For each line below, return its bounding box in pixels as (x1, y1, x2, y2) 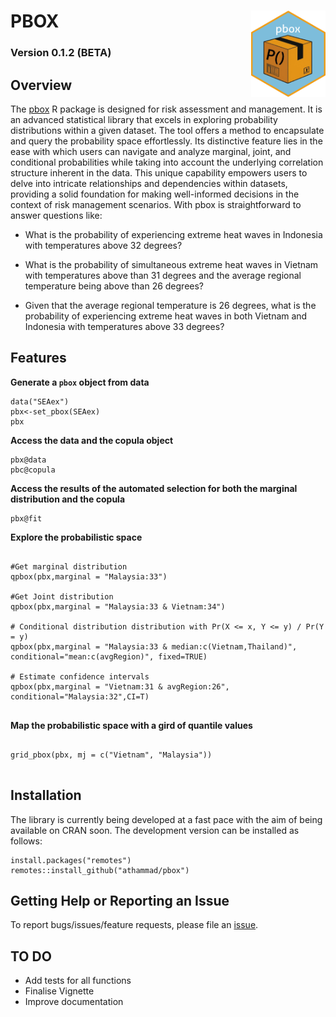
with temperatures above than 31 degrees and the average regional (24, 269, 302, 281)
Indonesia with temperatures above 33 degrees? (24, 320, 225, 332)
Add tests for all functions (24, 975, 132, 987)
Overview (10, 76, 73, 94)
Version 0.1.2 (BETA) (10, 46, 112, 60)
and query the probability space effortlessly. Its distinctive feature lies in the (10, 135, 323, 147)
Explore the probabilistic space (10, 531, 143, 543)
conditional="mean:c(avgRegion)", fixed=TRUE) (10, 651, 208, 662)
